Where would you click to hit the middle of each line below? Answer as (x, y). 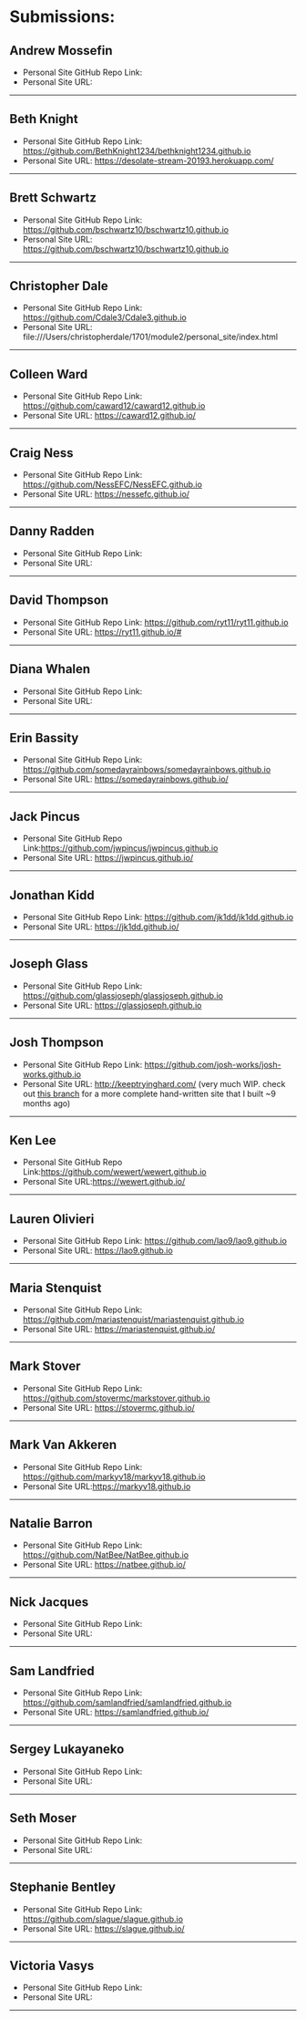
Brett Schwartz (53, 198)
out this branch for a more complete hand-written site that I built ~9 (149, 1093)
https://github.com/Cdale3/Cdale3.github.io (104, 317)
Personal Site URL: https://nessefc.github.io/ (106, 494)
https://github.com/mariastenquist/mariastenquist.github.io (133, 1319)
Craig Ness (41, 453)
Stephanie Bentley (63, 1887)
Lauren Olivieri (52, 1219)
